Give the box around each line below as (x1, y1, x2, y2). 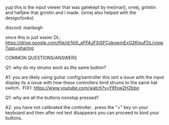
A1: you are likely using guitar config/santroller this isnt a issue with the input (5, 74, 164, 80)
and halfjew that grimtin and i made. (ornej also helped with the (5, 10, 137, 16)
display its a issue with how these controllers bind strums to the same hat (5, 80, 158, 85)
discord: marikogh (5, 25, 43, 31)
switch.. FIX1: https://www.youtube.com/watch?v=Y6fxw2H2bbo (5, 85, 140, 91)
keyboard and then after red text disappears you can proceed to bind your (5, 110, 159, 115)
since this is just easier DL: (5, 35, 61, 40)
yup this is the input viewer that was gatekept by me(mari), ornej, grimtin (5, 5, 156, 10)
